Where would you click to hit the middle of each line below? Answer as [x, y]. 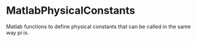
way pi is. [18, 32]
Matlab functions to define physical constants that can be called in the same [98, 26]
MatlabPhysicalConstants [71, 11]
